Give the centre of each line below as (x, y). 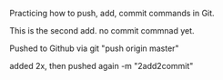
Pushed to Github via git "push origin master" (94, 48)
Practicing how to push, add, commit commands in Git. (112, 13)
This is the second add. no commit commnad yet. (102, 30)
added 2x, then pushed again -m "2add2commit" (101, 66)
